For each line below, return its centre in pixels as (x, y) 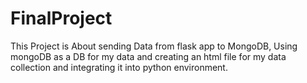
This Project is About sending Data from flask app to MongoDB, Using (154, 46)
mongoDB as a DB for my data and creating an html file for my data (148, 56)
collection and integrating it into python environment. (119, 67)
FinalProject (61, 18)
